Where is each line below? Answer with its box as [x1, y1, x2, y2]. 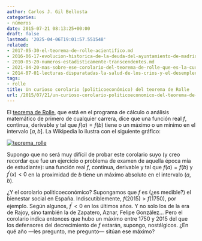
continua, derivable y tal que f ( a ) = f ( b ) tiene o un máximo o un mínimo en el [7, 121, 196, 129]
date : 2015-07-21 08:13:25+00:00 [7, 25, 91, 32]
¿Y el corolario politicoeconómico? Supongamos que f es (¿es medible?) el [7, 189, 191, 196]
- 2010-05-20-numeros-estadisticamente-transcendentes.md [7, 59, 155, 65]
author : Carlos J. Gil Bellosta [7, 8, 88, 15]
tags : [7, 75, 20, 81]
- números [7, 20, 32, 26]
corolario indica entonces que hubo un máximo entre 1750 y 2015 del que [7, 215, 188, 222]
